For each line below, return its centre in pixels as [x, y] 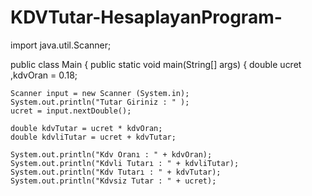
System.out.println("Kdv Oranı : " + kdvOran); [111, 154]
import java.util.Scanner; [61, 45]
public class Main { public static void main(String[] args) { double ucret [156, 64]
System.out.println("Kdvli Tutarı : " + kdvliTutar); [125, 163]
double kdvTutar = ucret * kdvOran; [86, 128]
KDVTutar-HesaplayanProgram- [146, 17]
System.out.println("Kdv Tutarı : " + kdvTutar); [116, 172]
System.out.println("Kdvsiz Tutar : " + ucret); [113, 181]
